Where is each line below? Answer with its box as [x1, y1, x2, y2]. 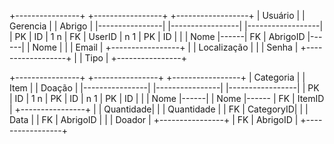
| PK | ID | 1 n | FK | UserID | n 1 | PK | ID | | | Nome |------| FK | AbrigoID [9, 31, 306, 42]
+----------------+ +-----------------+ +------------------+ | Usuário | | [9, 10, 306, 21]
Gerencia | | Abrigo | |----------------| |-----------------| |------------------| [9, 20, 324, 32]
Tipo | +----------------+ [84, 52, 188, 64]
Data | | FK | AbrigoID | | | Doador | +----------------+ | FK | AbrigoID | [9, 114, 299, 125]
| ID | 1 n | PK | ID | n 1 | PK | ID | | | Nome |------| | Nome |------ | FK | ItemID [9, 93, 325, 104]
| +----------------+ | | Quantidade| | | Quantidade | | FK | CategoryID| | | [9, 103, 309, 115]
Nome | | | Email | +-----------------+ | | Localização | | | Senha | [32, 41, 299, 53]
